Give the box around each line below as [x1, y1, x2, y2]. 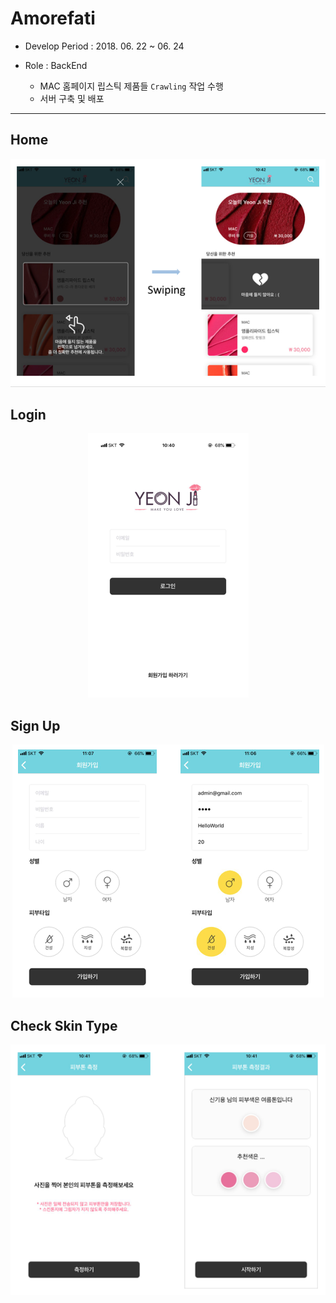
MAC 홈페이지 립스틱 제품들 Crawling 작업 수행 [39, 80, 224, 92]
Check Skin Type [10, 1017, 118, 1034]
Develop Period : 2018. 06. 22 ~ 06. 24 [24, 40, 185, 52]
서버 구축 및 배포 [39, 92, 105, 104]
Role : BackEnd [24, 59, 88, 71]
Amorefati [10, 7, 96, 30]
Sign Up [10, 717, 61, 734]
